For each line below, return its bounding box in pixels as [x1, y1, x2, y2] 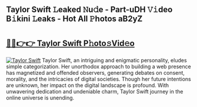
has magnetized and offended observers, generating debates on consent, [6, 69, 185, 76]
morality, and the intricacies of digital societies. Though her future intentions [6, 76, 191, 82]
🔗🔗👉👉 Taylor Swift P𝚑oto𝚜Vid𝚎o [6, 38, 135, 48]
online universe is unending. [6, 94, 75, 101]
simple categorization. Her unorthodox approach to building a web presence [6, 63, 191, 70]
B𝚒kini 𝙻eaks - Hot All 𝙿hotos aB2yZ [6, 14, 143, 24]
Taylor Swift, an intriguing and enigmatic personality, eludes [42, 57, 187, 63]
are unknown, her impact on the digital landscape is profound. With [6, 82, 169, 89]
